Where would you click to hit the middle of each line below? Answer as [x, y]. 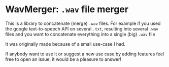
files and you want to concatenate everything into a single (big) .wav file [80, 34]
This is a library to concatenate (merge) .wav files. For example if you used [83, 23]
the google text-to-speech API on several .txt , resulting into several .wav [82, 28]
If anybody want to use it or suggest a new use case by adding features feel [84, 54]
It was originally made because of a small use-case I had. [65, 44]
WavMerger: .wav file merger [67, 9]
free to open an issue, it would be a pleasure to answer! [63, 59]
